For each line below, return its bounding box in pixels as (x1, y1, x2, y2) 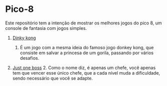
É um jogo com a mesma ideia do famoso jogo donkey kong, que (20, 44, 154, 50)
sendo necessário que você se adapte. (12, 75, 93, 81)
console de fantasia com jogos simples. (5, 25, 87, 31)
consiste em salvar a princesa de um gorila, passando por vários (20, 50, 154, 56)
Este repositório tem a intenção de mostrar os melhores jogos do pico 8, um (5, 20, 162, 26)
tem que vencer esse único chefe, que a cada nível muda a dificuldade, (12, 70, 160, 76)
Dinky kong (12, 35, 36, 41)
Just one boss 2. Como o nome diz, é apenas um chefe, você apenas (12, 65, 156, 71)
